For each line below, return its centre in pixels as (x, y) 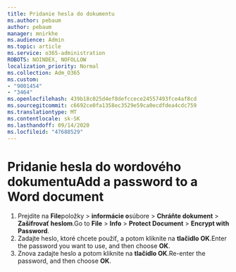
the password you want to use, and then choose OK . (94, 246)
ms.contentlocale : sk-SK (44, 118)
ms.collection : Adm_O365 (44, 73)
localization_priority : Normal (53, 66)
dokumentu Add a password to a (103, 181)
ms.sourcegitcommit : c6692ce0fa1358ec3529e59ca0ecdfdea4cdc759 (102, 106)
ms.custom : (23, 79)
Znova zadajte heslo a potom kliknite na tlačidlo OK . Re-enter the (111, 254)
